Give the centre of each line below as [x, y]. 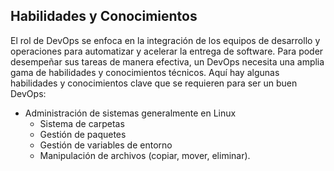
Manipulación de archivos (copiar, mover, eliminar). [145, 155]
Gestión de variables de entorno [106, 145]
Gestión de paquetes [83, 134]
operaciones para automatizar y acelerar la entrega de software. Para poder [167, 51]
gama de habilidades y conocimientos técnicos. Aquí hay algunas [145, 72]
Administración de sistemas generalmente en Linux [130, 113]
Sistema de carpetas [82, 123]
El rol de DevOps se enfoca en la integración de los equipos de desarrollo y [165, 40]
